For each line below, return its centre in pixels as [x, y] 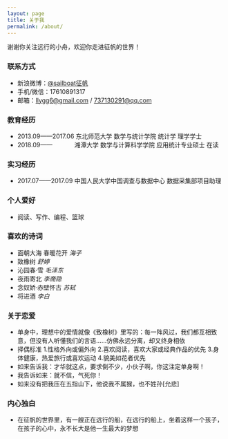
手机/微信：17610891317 [51, 91]
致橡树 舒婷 [33, 261]
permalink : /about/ [35, 26]
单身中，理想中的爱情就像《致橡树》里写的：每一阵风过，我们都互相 [114, 332]
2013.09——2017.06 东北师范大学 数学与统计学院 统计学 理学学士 [110, 136]
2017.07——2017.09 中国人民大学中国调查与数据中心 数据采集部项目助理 [119, 181]
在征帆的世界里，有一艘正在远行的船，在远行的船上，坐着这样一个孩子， [120, 420]
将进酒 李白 [33, 296]
